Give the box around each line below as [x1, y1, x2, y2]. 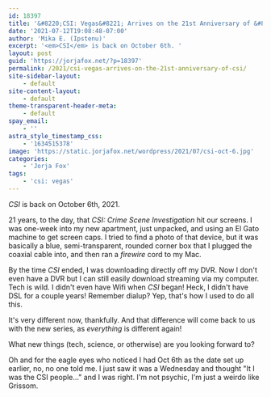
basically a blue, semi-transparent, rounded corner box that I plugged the [8, 240, 252, 251]
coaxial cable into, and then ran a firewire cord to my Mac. [8, 249, 202, 259]
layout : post [8, 49, 52, 57]
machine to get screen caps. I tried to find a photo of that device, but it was [8, 232, 259, 242]
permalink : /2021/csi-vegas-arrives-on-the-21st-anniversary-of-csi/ [8, 65, 248, 73]
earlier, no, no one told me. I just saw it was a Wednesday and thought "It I [8, 363, 256, 373]
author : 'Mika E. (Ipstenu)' [8, 34, 106, 43]
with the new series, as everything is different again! [8, 323, 182, 333]
